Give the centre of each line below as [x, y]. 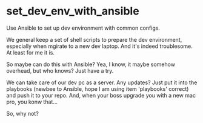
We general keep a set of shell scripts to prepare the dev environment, [94, 39]
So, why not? [23, 113]
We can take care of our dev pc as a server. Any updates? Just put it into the [102, 82]
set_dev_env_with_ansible [73, 11]
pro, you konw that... [32, 102]
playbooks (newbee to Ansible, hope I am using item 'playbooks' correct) [98, 88]
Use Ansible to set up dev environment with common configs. [83, 28]
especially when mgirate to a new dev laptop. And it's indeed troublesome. [99, 46]
